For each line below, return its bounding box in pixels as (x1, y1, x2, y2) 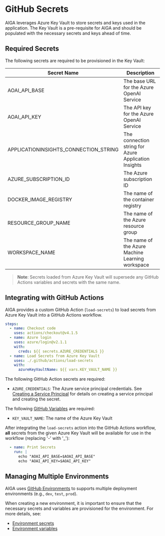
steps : (5, 322, 19, 326)
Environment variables (12, 525, 58, 531)
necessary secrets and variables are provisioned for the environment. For (5, 505, 154, 511)
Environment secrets (12, 520, 55, 526)
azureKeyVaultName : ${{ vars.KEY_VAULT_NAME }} (18, 367, 118, 372)
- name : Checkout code (9, 326, 56, 331)
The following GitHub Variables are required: (5, 406, 95, 412)
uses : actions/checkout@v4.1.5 (14, 330, 78, 336)
